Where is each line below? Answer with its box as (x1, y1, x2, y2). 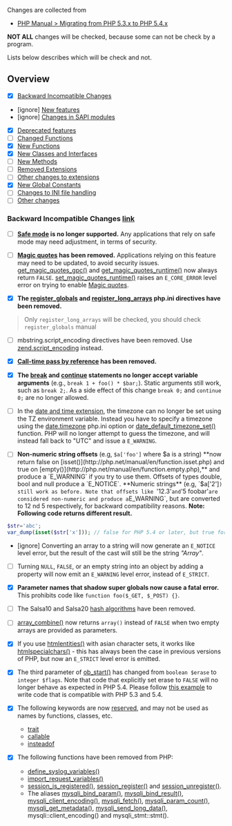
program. (7, 40, 34, 48)
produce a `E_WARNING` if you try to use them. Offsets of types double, (17, 472, 222, 481)
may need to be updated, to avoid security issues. (17, 258, 160, 267)
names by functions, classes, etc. (17, 711, 113, 720)
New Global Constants (17, 181, 81, 189)
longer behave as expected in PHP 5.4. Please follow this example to (17, 683, 213, 691)
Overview (7, 73, 50, 85)
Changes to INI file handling (17, 189, 97, 197)
